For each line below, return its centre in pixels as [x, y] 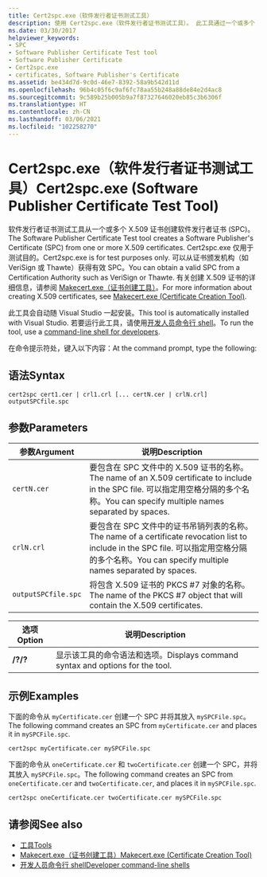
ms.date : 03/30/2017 [43, 30]
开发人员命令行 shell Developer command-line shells [105, 864]
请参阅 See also [46, 824]
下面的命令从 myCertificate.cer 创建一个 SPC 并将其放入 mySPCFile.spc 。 [129, 717]
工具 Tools [36, 844]
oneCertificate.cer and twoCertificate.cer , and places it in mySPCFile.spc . [132, 783]
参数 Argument [47, 452]
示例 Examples [44, 696]
